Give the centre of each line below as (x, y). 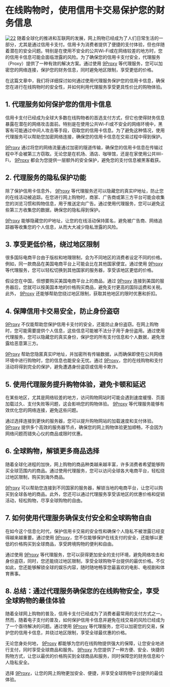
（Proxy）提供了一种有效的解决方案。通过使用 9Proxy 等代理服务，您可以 (82, 63)
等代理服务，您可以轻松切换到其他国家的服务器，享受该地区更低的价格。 (80, 270)
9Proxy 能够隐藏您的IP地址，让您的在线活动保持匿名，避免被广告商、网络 (82, 221)
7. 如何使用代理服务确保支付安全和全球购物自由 (78, 518)
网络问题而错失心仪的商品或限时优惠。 (45, 433)
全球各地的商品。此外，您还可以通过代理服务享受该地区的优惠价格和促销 (89, 494)
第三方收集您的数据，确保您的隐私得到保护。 (56, 210)
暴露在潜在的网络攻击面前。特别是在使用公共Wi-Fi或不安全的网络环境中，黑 (84, 124)
